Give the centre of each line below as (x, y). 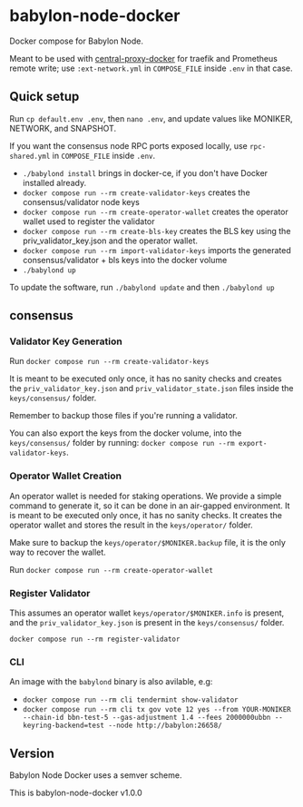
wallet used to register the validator (89, 221)
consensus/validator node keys (81, 202)
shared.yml (30, 156)
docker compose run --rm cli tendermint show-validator (130, 700)
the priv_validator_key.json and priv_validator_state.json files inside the (151, 389)
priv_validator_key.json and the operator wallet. (110, 241)
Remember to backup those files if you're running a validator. (123, 416)
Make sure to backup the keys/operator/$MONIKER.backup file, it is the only (147, 542)
